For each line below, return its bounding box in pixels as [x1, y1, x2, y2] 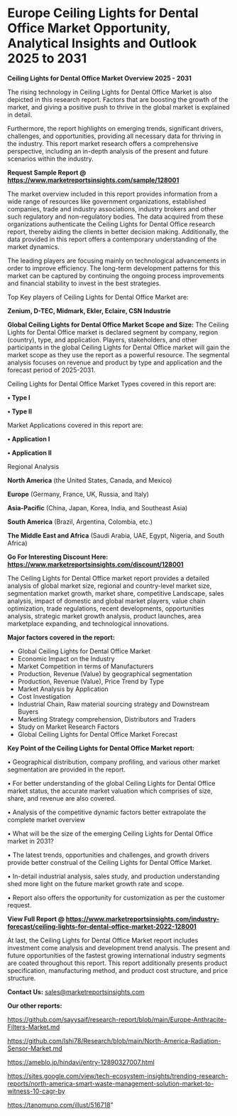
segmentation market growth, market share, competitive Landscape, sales [7, 589, 224, 597]
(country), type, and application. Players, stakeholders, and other [7, 335, 197, 344]
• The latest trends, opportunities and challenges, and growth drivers [7, 851, 209, 859]
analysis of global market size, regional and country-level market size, [7, 581, 212, 590]
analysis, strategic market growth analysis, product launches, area [7, 611, 202, 620]
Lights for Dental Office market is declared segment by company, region [7, 327, 219, 336]
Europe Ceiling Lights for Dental [7, 5, 199, 21]
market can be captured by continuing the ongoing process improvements [7, 271, 225, 280]
